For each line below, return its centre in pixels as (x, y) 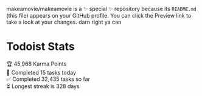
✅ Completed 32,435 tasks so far (48, 79)
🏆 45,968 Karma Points (37, 64)
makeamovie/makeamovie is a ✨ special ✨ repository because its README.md (101, 9)
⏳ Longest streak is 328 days (43, 86)
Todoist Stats (40, 46)
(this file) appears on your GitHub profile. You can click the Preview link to (99, 15)
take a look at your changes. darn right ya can (64, 22)
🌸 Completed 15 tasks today (41, 72)
